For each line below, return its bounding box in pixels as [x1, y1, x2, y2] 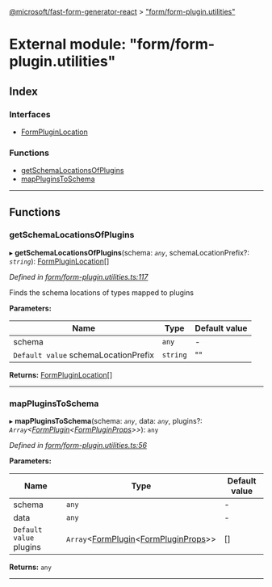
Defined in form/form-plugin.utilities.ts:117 [9, 272, 149, 281]
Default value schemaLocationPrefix [13, 349, 154, 361]
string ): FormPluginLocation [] [9, 256, 110, 266]
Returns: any [9, 562, 52, 572]
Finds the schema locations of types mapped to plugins [9, 287, 195, 298]
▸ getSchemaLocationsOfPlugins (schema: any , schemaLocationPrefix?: [9, 247, 249, 257]
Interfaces [9, 108, 51, 120]
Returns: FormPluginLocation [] [9, 370, 113, 379]
